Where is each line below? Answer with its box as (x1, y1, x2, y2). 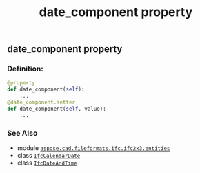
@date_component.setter (7, 99, 76, 106)
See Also (7, 128, 38, 138)
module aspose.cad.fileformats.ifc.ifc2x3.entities (17, 144, 170, 152)
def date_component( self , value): (7, 105, 107, 112)
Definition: (7, 64, 43, 73)
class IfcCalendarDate (17, 152, 81, 160)
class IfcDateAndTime (17, 158, 77, 167)
